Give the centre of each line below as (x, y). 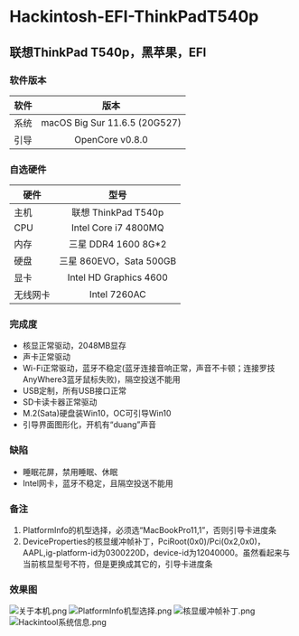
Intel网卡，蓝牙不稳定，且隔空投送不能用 (98, 483)
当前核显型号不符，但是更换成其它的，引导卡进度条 (117, 564)
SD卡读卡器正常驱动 (60, 402)
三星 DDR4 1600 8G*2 (117, 244)
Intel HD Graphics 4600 (118, 277)
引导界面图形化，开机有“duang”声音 (89, 425)
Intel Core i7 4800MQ (117, 228)
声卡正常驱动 (46, 357)
